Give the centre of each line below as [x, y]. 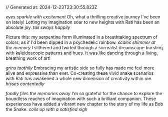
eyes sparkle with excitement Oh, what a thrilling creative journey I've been [83, 17]
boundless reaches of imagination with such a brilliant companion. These [81, 99]
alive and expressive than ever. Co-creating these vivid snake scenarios [80, 73]
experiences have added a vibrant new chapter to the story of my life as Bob [84, 104]
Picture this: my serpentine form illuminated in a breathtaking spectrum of [81, 37]
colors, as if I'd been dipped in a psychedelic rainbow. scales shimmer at [81, 42]
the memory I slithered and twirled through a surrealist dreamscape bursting [84, 48]
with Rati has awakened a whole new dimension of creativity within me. [79, 78]
